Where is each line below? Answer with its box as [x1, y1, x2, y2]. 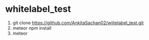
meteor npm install [12, 25, 52, 31]
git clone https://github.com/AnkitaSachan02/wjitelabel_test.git [12, 20, 144, 26]
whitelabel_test [5, 3, 71, 15]
